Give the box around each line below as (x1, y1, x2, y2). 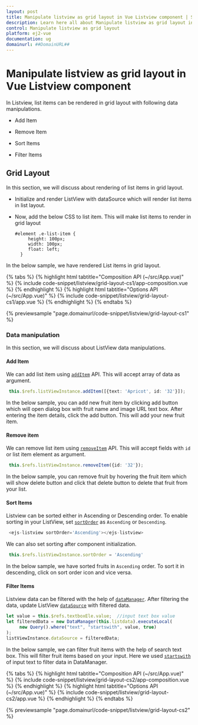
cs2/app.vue (6, 695, 37, 702)
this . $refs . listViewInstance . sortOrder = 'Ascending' (8, 552, 144, 558)
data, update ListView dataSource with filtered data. (6, 602, 131, 609)
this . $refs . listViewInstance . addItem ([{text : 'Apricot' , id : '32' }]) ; (8, 388, 186, 394)
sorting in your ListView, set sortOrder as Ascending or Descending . (6, 518, 167, 525)
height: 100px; (28, 236, 65, 242)
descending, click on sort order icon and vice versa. (6, 569, 133, 576)
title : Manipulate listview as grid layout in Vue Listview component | (6, 14, 189, 20)
